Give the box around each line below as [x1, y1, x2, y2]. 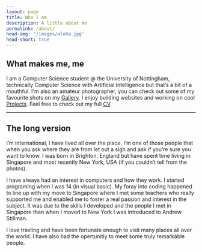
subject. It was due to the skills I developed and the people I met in [6, 202, 171, 209]
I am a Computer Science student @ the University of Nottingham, [6, 74, 170, 82]
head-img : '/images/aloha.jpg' [6, 31, 85, 37]
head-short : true [6, 37, 50, 43]
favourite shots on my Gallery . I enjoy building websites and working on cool [6, 94, 195, 101]
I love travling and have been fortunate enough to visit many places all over [6, 226, 192, 233]
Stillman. [6, 214, 28, 222]
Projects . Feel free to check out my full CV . [6, 100, 112, 107]
